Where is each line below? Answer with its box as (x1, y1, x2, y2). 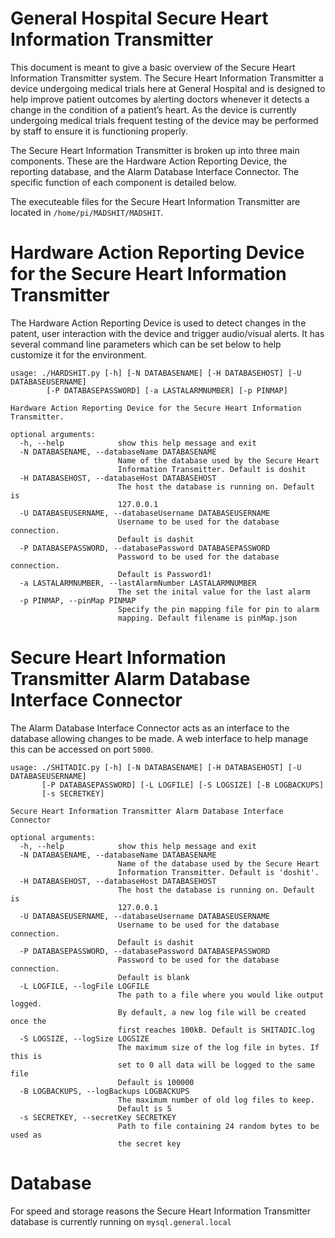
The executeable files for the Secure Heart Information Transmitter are (10, 195, 301, 207)
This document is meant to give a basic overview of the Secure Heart (10, 61, 296, 73)
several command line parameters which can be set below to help (10, 338, 282, 350)
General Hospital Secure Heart (10, 7, 269, 30)
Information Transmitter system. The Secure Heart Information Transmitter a (10, 72, 324, 84)
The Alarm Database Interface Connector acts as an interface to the (10, 722, 290, 734)
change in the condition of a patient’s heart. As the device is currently (10, 103, 297, 116)
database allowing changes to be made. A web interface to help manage (10, 732, 309, 744)
